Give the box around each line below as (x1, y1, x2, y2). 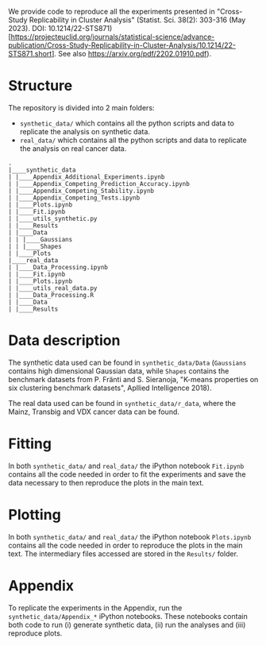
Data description (8, 331, 121, 350)
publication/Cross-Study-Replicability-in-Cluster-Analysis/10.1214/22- (8, 41, 237, 50)
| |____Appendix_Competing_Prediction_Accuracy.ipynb (8, 180, 191, 188)
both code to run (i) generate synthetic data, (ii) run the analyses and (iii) (8, 620, 246, 629)
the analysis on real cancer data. (19, 143, 127, 153)
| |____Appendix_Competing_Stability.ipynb (8, 187, 155, 195)
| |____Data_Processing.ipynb (8, 263, 109, 271)
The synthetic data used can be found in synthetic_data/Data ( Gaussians (8, 358, 247, 367)
